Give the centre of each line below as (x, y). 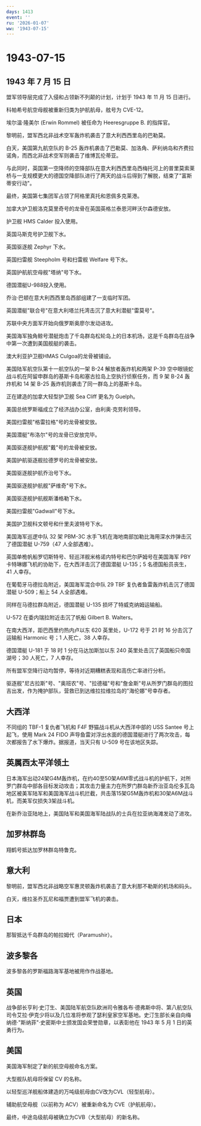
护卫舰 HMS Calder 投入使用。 (44, 222)
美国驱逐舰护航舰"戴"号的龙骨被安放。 (53, 447)
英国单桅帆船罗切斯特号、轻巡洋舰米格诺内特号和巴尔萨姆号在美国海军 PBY (99, 557)
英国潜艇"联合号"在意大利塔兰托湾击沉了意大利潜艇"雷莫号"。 (82, 311)
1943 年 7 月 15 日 (39, 81)
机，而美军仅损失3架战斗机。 (42, 801)
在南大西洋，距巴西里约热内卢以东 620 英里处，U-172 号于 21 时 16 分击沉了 (100, 630)
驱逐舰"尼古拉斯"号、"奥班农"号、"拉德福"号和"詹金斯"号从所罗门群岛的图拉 (100, 683)
